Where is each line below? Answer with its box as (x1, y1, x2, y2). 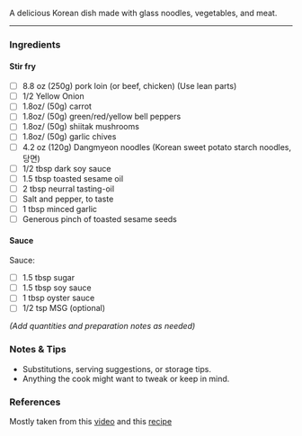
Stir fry (9, 60, 37, 71)
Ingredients (9, 38, 61, 50)
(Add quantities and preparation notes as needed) (9, 321, 196, 332)
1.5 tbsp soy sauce (22, 282, 92, 293)
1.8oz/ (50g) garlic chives (22, 131, 117, 142)
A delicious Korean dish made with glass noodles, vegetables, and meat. (9, 8, 278, 18)
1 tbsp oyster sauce (22, 292, 95, 304)
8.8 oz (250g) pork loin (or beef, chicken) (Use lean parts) (22, 81, 237, 92)
